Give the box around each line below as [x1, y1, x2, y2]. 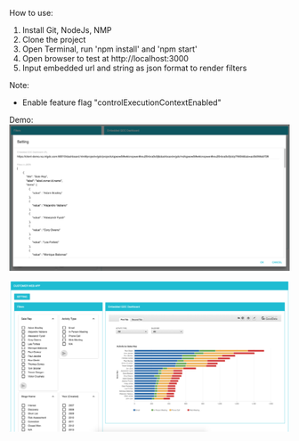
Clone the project [21, 35, 86, 45]
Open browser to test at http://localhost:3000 [21, 53, 190, 63]
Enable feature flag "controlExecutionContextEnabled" [21, 97, 222, 108]
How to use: [9, 8, 53, 18]
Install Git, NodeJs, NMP [21, 25, 112, 35]
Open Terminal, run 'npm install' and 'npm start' [21, 44, 198, 54]
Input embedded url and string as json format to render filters [21, 62, 247, 73]
